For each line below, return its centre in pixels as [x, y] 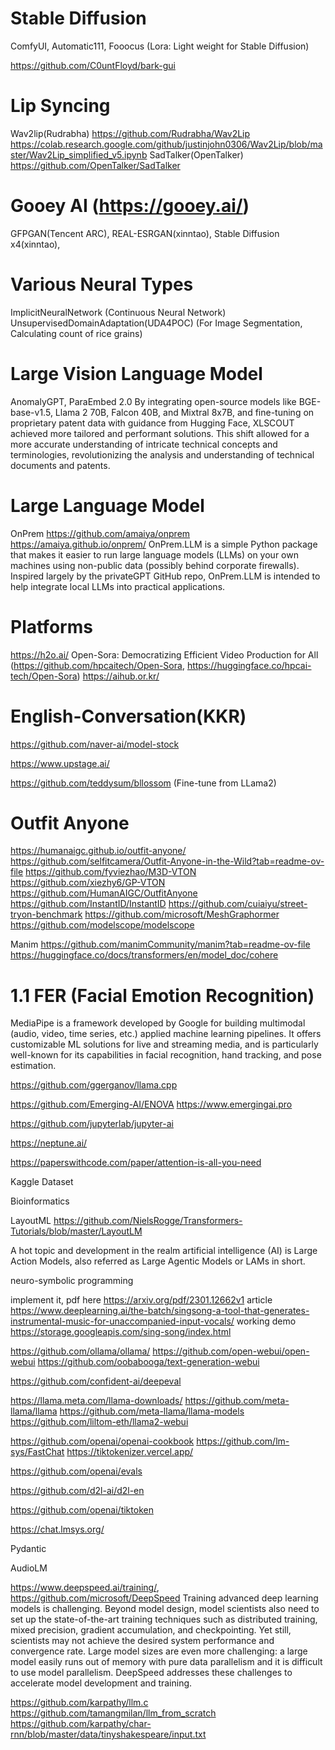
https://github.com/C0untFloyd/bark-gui [93, 65]
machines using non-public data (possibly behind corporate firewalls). [155, 565]
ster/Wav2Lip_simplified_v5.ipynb [79, 154]
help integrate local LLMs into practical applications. [118, 586]
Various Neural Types [102, 284]
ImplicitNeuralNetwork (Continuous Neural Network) [118, 312]
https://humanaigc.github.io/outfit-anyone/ [98, 851]
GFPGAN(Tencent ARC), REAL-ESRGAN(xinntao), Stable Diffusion [145, 233]
